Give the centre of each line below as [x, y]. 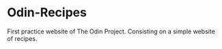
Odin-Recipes [47, 13]
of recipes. [22, 38]
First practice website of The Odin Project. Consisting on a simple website [111, 31]
